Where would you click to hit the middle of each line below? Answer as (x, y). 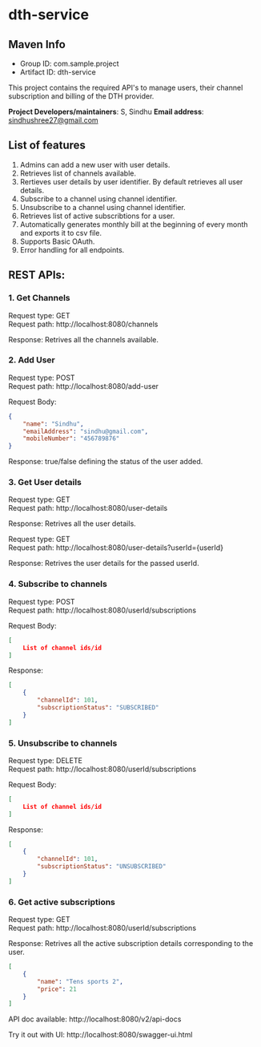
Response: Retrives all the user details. (72, 523)
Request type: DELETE (45, 760)
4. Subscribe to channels (58, 584)
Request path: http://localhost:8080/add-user (83, 386)
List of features (47, 146)
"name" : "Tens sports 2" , (80, 981)
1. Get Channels (39, 298)
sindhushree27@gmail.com (53, 120)
